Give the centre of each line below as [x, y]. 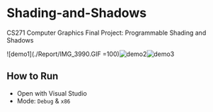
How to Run [33, 76]
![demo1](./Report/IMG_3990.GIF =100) [63, 54]
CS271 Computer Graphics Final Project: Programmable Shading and [106, 33]
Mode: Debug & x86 [44, 101]
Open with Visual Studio [52, 93]
